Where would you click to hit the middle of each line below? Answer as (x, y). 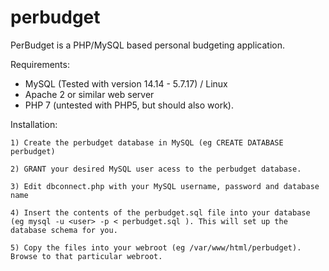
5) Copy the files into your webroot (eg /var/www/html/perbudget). (156, 247)
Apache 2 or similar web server (89, 94)
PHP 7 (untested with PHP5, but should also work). (129, 105)
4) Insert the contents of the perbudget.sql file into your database (160, 212)
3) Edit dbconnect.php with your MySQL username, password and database (165, 186)
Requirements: (40, 64)
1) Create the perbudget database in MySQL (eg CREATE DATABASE (147, 142)
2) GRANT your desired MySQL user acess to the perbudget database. (156, 169)
